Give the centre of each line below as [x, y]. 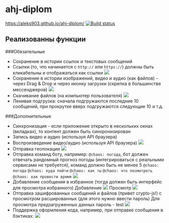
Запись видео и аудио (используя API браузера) [65, 137]
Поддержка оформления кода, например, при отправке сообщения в [88, 210]
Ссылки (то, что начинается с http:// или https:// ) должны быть [83, 66]
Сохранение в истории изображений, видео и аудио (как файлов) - [85, 78]
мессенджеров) [30, 89]
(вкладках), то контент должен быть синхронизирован [71, 131]
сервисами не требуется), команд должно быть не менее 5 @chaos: [86, 165]
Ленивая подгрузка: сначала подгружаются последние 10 [76, 101]
